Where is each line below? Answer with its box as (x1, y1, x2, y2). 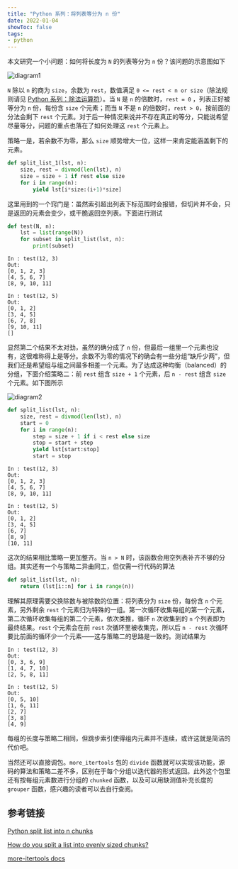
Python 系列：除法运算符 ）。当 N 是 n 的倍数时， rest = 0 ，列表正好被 (27, 95, 230, 104)
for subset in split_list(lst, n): (20, 236, 125, 243)
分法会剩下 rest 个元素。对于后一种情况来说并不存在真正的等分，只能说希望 (7, 113, 229, 121)
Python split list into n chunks (7, 826, 93, 835)
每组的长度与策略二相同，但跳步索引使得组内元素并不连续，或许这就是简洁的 (7, 734, 231, 742)
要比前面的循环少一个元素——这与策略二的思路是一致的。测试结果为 (7, 632, 206, 641)
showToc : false (7, 23, 52, 31)
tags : (7, 30, 23, 38)
